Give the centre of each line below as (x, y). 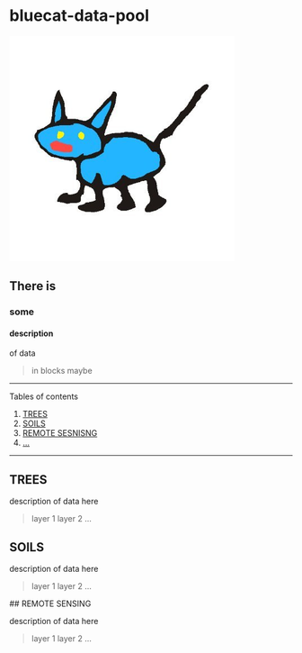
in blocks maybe (62, 371)
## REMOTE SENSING (50, 603)
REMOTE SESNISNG (60, 433)
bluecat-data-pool (80, 16)
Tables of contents (44, 396)
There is (33, 286)
